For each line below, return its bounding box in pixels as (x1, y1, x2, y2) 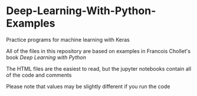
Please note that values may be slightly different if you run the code (6, 82, 170, 90)
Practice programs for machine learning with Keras (6, 36, 130, 43)
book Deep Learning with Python (6, 54, 87, 61)
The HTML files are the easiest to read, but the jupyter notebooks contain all (6, 65, 192, 72)
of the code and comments (6, 71, 72, 78)
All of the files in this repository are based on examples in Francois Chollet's (6, 47, 191, 54)
